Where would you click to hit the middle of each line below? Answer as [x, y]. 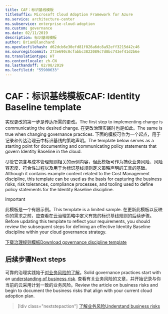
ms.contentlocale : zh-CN [31, 61]
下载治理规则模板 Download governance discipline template [66, 242]
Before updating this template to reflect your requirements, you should [77, 221]
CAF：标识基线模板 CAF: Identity [73, 97]
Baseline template [43, 107]
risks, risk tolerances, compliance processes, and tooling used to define [79, 184]
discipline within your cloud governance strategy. [56, 232]
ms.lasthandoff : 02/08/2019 [34, 65]
